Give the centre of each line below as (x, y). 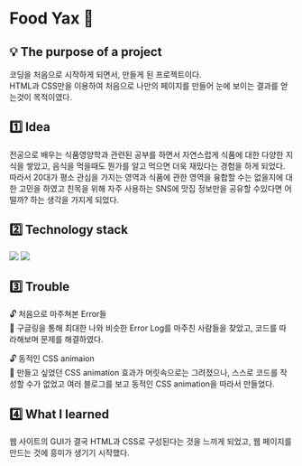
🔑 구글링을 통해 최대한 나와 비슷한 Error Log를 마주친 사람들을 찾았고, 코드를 (143, 328)
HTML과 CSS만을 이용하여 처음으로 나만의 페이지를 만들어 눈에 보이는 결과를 (144, 86)
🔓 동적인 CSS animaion (52, 359)
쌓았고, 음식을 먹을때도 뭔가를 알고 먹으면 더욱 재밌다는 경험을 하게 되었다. (156, 165)
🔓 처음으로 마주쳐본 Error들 (58, 314)
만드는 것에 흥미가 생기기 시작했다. (69, 453)
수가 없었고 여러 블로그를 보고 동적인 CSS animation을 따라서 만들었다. (150, 384)
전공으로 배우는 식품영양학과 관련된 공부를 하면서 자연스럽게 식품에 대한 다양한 (146, 154)
